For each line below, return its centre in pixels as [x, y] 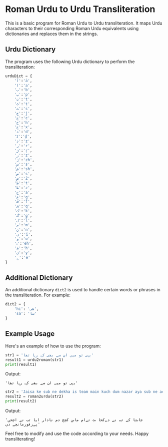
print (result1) [21, 364]
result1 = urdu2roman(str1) [34, 360]
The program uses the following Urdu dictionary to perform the [70, 62]
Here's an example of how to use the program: [53, 346]
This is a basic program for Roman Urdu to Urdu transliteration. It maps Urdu [84, 23]
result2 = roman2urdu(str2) [34, 396]
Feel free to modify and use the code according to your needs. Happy [77, 433]
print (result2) [21, 401]
